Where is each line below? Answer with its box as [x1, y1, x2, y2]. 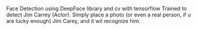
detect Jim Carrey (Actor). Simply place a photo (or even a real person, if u [6, 11, 191, 18]
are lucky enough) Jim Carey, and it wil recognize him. [6, 18, 141, 24]
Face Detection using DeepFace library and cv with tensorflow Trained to [6, 5, 187, 12]
